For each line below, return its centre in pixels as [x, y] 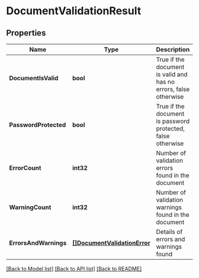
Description [173, 50]
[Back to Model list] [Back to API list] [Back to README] [74, 269]
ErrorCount [25, 168]
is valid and [172, 74]
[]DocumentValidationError [111, 243]
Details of [169, 232]
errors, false [173, 89]
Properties [26, 33]
